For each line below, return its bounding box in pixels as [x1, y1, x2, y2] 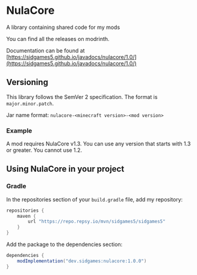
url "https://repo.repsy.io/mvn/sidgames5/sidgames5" [28, 218, 166, 225]
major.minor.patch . [6, 100, 54, 107]
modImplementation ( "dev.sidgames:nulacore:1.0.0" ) [17, 258, 147, 264]
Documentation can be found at [6, 46, 86, 54]
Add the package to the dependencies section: [6, 241, 123, 248]
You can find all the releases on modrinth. [6, 35, 110, 42]
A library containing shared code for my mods [6, 24, 120, 31]
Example [6, 126, 33, 134]
